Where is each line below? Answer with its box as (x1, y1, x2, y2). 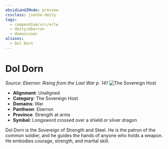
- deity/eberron (10, 27, 45, 32)
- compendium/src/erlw (10, 22, 59, 27)
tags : (5, 17, 17, 22)
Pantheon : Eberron (12, 106, 54, 112)
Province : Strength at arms (12, 111, 70, 118)
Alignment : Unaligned (12, 90, 60, 96)
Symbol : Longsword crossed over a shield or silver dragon (12, 117, 137, 123)
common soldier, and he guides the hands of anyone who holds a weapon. (5, 132, 163, 138)
